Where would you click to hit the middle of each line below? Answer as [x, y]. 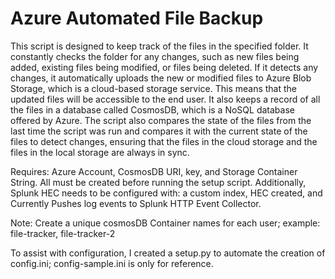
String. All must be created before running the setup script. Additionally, [158, 182]
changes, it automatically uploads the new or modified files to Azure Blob [161, 78]
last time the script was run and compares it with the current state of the [159, 131]
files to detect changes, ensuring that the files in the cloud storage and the [164, 141]
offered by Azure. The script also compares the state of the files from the [161, 120]
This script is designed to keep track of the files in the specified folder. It [159, 46]
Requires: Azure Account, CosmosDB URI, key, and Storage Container [154, 171]
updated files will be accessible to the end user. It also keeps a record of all [165, 99]
